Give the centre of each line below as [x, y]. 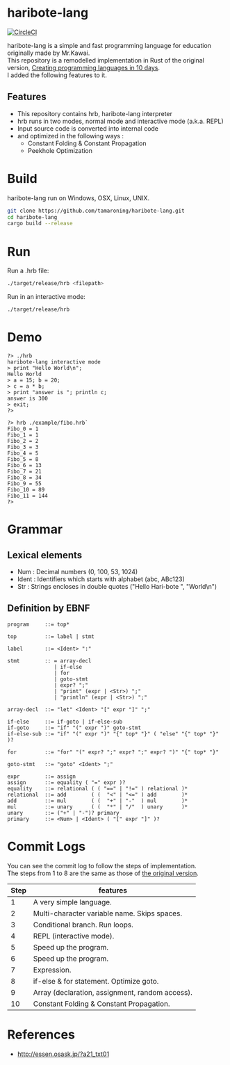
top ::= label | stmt [51, 636]
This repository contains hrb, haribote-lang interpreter [95, 113]
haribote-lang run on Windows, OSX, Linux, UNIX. [79, 198]
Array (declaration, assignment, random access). [113, 992]
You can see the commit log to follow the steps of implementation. [102, 865]
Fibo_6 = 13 [24, 465]
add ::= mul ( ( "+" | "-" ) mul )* [98, 801]
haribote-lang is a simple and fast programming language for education [109, 45]
